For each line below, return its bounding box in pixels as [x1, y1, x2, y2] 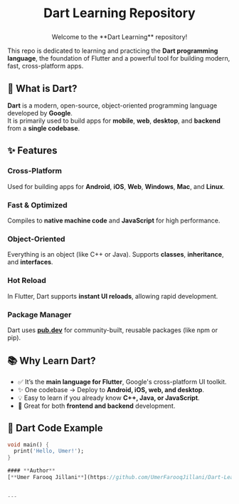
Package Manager [7, 309, 72, 319]
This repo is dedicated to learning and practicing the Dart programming [7, 46, 218, 55]
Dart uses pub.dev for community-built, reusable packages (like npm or [7, 326, 218, 334]
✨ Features [7, 145, 58, 157]
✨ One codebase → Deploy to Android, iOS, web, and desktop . [17, 385, 205, 394]
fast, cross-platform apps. [7, 62, 84, 71]
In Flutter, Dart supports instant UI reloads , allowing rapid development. [7, 292, 218, 300]
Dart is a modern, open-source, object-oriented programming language [7, 101, 218, 110]
